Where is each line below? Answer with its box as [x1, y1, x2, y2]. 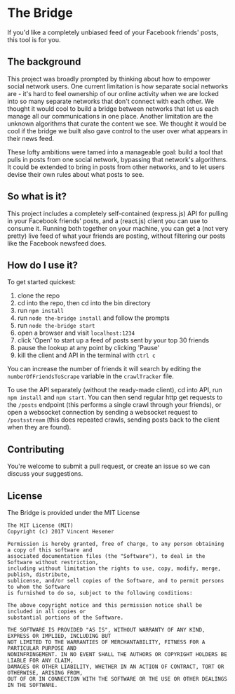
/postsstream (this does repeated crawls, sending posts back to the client [7, 415, 220, 424]
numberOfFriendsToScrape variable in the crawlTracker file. [7, 372, 174, 380]
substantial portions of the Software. [7, 614, 124, 621]
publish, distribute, [7, 571, 71, 578]
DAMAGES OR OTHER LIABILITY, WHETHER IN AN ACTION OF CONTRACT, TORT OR [7, 663, 224, 670]
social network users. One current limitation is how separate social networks [7, 82, 229, 91]
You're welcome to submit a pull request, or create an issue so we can [7, 462, 210, 471]
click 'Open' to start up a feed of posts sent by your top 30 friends [17, 336, 209, 345]
